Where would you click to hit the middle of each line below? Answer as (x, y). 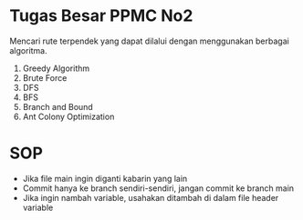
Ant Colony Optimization (68, 116)
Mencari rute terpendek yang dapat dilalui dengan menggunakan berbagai (149, 41)
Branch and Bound (57, 106)
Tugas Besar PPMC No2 (101, 16)
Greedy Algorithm (56, 68)
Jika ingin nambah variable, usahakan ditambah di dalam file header (151, 197)
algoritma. (28, 50)
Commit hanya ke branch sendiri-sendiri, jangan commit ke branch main (158, 188)
